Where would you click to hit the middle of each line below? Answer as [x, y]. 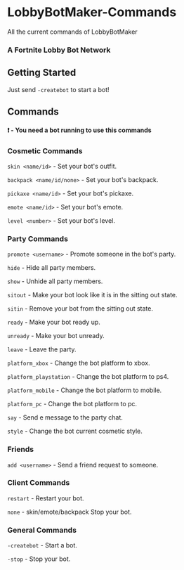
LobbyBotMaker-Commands [92, 12]
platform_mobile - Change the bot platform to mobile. [85, 390]
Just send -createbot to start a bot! [59, 89]
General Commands [42, 530]
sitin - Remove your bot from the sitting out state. [80, 309]
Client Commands [39, 483]
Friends [20, 449]
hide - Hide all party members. [52, 268]
